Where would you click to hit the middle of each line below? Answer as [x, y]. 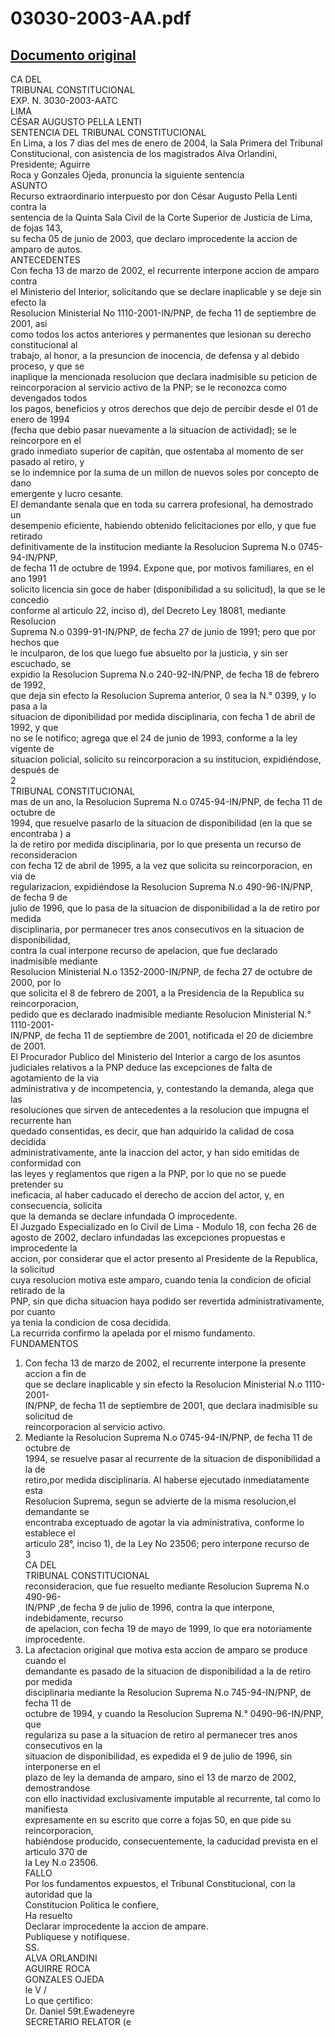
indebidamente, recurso [74, 1618]
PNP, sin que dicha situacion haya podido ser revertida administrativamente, [167, 1301]
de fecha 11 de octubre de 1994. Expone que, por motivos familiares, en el [162, 568]
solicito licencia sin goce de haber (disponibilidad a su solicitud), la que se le [168, 589]
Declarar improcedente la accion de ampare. [116, 1926]
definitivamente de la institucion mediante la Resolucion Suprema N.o [153, 546]
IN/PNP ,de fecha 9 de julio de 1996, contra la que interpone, [149, 1607]
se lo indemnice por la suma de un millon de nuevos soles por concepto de [165, 472]
